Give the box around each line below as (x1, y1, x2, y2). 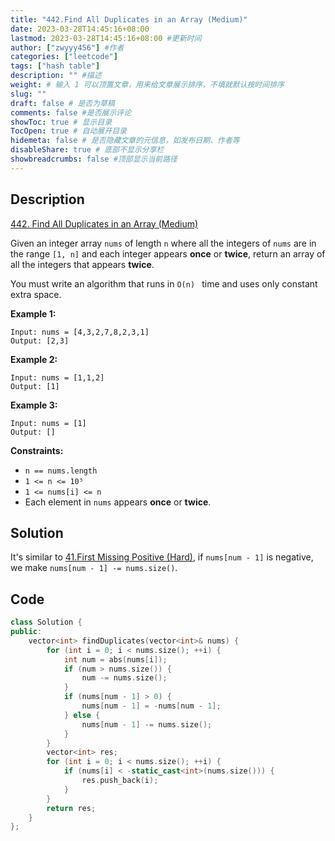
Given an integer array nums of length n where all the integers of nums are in (10, 237, 317, 249)
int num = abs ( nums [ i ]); (63, 654, 168, 665)
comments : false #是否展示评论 (10, 107, 132, 118)
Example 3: (10, 399, 58, 411)
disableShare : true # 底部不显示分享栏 (10, 145, 165, 155)
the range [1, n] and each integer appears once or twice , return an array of (10, 247, 326, 260)
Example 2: (10, 353, 58, 365)
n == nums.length (24, 466, 98, 476)
